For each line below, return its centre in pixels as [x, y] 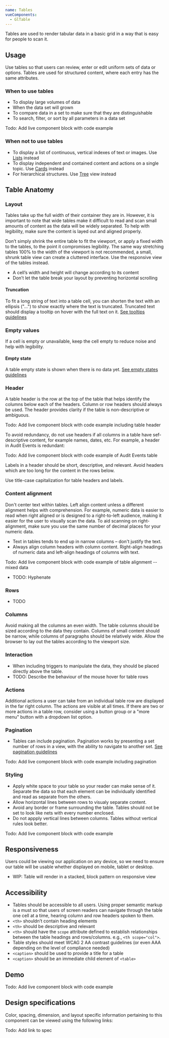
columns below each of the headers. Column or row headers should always [84, 404]
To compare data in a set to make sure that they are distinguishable [82, 113]
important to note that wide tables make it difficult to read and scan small [81, 220]
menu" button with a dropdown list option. [49, 717]
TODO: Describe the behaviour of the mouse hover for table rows [80, 677]
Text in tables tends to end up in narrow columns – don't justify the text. [87, 541]
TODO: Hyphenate [32, 577]
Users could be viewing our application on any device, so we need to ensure [85, 862]
